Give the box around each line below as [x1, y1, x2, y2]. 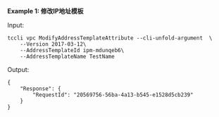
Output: [7, 66, 30, 73]
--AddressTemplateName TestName [20, 53, 115, 60]
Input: [7, 21, 25, 29]
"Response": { [20, 85, 61, 92]
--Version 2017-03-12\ [20, 41, 87, 48]
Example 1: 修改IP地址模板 [7, 7, 84, 15]
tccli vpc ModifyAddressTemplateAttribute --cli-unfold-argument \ [7, 35, 213, 42]
